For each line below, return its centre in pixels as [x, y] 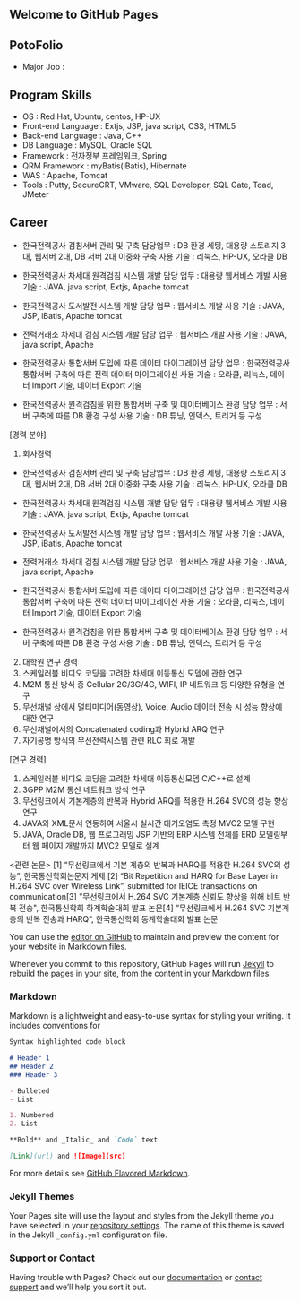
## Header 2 [31, 1066]
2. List [24, 1124]
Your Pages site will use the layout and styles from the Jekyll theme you [142, 1216]
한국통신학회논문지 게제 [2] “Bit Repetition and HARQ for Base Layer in [150, 875]
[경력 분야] [28, 435]
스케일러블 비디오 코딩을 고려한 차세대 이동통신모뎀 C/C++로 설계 [136, 778]
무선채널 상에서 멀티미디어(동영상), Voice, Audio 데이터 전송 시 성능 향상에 [152, 706]
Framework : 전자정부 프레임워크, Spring [94, 156]
